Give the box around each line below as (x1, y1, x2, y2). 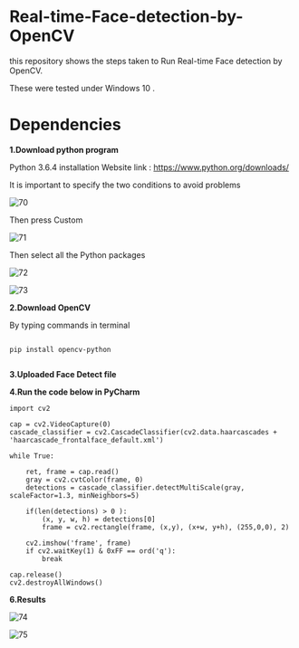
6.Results (9, 594, 47, 605)
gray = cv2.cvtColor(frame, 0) (25, 475, 144, 484)
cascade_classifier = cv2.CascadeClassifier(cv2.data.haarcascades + (9, 427, 278, 436)
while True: (9, 451, 54, 461)
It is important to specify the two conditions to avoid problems (9, 179, 241, 190)
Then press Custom (9, 214, 83, 225)
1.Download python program (9, 144, 120, 155)
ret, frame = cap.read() (25, 467, 120, 476)
